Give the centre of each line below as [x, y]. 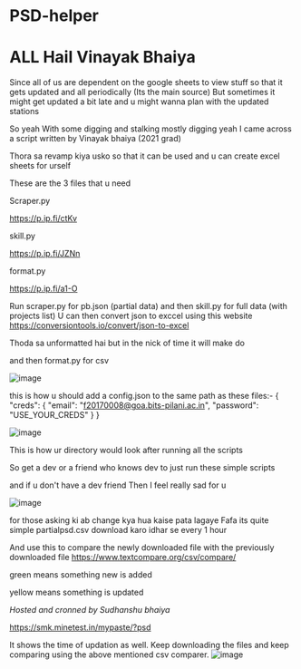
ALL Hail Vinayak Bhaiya [103, 58]
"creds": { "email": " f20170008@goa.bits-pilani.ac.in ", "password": [134, 405]
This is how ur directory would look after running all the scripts [126, 451]
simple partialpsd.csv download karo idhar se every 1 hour [118, 530]
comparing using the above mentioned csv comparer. [109, 654]
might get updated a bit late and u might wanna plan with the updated [139, 102]
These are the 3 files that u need [70, 183]
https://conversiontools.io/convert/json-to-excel [99, 325]
